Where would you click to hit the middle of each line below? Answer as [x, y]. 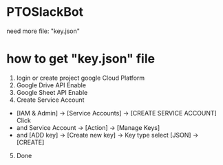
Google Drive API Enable [51, 85]
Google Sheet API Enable [52, 92]
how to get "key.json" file [81, 59]
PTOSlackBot [45, 12]
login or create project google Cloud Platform [81, 78]
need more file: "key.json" [43, 31]
